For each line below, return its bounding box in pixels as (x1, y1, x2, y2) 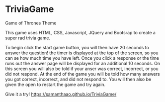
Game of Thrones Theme (5, 20, 57, 26)
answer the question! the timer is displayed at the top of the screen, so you (5, 50, 159, 56)
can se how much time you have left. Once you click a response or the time (5, 55, 159, 61)
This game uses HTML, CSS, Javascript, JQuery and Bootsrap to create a (5, 29, 156, 35)
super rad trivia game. (5, 35, 51, 41)
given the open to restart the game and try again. (5, 81, 106, 88)
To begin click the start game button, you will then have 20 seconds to (5, 44, 149, 50)
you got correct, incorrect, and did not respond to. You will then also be (5, 76, 152, 82)
